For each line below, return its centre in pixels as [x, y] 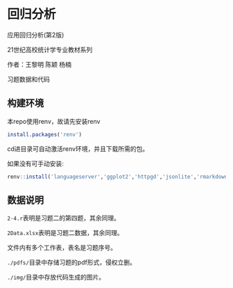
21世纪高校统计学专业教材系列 [50, 49]
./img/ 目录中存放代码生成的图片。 [56, 277]
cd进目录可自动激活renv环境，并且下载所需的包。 [78, 149]
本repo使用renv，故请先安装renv [54, 121]
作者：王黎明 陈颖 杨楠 [39, 64]
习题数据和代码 [28, 79]
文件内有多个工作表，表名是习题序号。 [62, 248]
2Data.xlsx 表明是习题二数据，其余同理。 [65, 233]
